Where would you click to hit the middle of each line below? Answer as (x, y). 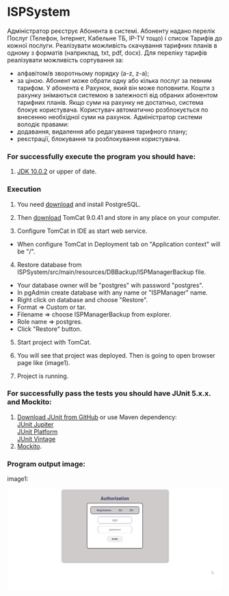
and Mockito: (30, 402)
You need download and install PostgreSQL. (79, 204)
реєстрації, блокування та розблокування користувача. (99, 138)
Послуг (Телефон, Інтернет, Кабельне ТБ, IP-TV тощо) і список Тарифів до (114, 38)
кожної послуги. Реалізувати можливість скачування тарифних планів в (112, 45)
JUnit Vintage (36, 438)
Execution (24, 189)
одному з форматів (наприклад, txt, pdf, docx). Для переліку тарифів (107, 53)
